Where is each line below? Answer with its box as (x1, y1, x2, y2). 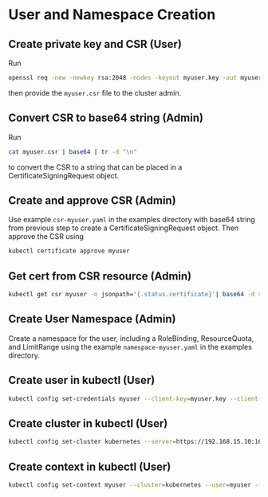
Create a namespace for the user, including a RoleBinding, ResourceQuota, (8, 333, 254, 343)
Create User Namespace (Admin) (8, 312, 176, 326)
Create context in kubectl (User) (8, 460, 171, 473)
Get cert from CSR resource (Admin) (8, 269, 192, 283)
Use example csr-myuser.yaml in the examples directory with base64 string (8, 215, 255, 225)
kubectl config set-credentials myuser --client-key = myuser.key (8, 394, 227, 403)
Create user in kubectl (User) (8, 374, 156, 387)
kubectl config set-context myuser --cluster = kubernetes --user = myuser (8, 480, 251, 489)
